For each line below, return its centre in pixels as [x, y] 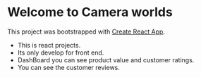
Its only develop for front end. [61, 52]
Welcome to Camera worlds [90, 12]
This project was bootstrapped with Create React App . [86, 31]
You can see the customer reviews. [68, 67]
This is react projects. [49, 45]
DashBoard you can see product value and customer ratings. [106, 59]
